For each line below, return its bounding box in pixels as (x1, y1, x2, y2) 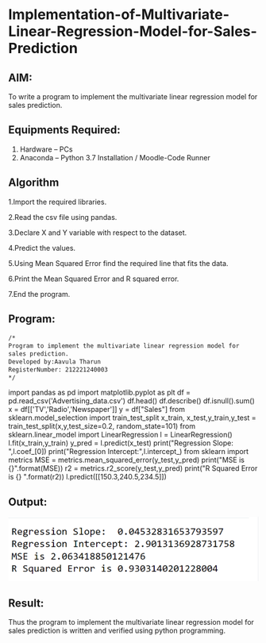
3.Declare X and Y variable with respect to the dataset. (8, 228, 187, 237)
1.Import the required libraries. (8, 197, 107, 206)
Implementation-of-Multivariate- (8, 6, 230, 24)
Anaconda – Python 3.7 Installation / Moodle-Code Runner (19, 152, 210, 162)
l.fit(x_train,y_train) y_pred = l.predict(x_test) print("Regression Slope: (8, 438, 234, 448)
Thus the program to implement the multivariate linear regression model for (8, 618, 254, 627)
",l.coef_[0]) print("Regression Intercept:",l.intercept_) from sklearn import (8, 447, 249, 456)
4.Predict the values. (8, 243, 76, 252)
